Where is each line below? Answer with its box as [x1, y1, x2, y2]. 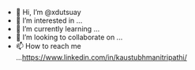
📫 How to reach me [15, 42, 81, 50]
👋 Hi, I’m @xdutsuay [15, 8, 81, 17]
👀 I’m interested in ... [15, 16, 83, 25]
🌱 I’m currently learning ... [15, 24, 100, 33]
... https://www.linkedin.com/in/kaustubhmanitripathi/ [15, 53, 188, 62]
